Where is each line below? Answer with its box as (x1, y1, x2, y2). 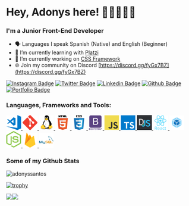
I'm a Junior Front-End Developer (6, 27, 104, 35)
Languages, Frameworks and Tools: (6, 101, 112, 110)
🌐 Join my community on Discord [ (14, 62, 100, 69)
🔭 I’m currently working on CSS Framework (14, 55, 121, 63)
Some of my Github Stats (6, 157, 80, 165)
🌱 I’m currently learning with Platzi (14, 49, 99, 56)
